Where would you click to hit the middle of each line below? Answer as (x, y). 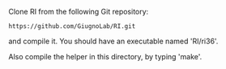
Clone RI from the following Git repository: (79, 12)
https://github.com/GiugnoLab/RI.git (72, 26)
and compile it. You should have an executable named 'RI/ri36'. (113, 41)
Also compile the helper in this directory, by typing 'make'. (105, 57)
